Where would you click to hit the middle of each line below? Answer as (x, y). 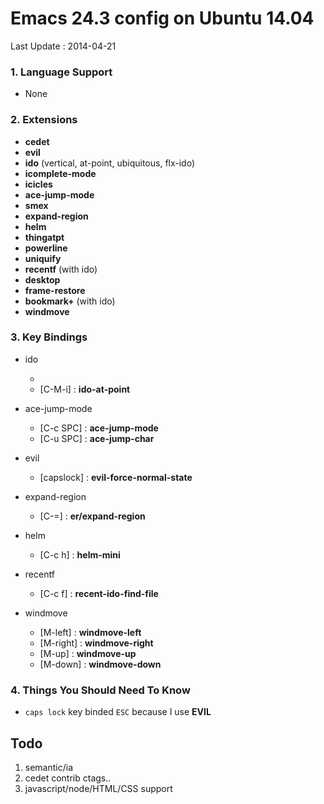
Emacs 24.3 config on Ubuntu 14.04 (162, 18)
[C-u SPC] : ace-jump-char (97, 438)
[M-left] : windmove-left (90, 632)
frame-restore (55, 290)
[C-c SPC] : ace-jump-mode (99, 428)
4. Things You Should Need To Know (100, 690)
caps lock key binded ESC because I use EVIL (118, 712)
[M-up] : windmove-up (88, 653)
